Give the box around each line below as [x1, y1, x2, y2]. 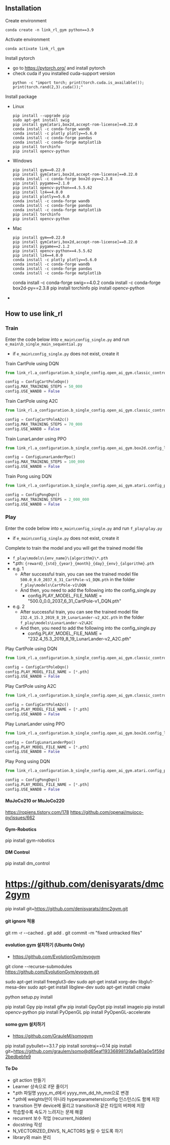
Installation [5, 4, 41, 13]
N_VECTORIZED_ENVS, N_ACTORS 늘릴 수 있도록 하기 [12, 1128, 123, 1134]
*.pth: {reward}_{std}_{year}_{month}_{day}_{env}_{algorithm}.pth [12, 560, 154, 566]
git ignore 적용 [5, 918, 35, 924]
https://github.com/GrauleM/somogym [12, 1033, 93, 1039]
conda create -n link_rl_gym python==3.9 [5, 27, 94, 33]
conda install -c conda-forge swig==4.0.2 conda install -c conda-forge [12, 279, 161, 285]
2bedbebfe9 [5, 1054, 31, 1060]
